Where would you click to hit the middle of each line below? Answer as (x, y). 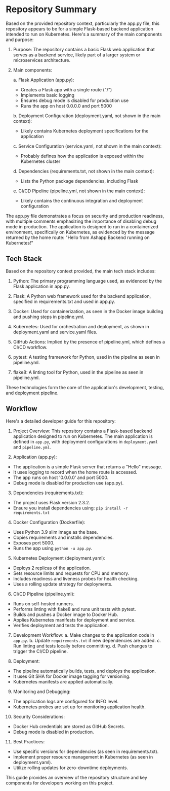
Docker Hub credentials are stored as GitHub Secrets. (69, 726)
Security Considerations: (39, 716)
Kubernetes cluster (40, 161)
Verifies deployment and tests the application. (61, 625)
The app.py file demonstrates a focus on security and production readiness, (85, 216)
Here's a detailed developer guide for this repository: (61, 421)
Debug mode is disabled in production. (53, 732)
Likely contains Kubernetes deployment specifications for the (84, 131)
